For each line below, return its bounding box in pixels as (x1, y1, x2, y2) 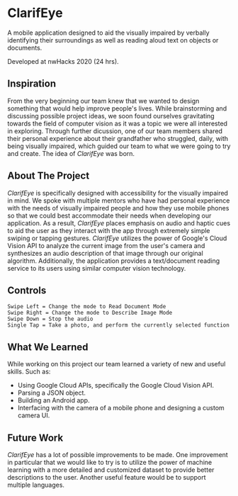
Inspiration (7, 78, 57, 90)
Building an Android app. (17, 396, 90, 405)
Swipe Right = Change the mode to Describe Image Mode (7, 310, 173, 317)
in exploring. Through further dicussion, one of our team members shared (7, 126, 223, 135)
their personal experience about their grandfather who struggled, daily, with (7, 134, 229, 142)
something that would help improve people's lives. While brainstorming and (7, 104, 227, 113)
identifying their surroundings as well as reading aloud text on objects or (7, 35, 219, 44)
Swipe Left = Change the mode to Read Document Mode (7, 303, 166, 310)
